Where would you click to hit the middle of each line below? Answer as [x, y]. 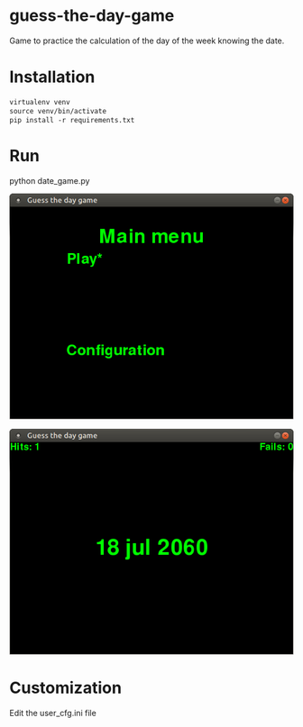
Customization [65, 688]
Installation [52, 77]
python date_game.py [50, 180]
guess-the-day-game [92, 16]
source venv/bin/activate [58, 111]
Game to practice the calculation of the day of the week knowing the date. [147, 41]
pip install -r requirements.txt [72, 120]
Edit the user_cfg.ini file [53, 713]
